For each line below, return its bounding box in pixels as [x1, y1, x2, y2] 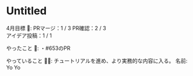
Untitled [6, 4, 47, 18]
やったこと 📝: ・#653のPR [6, 45, 71, 52]
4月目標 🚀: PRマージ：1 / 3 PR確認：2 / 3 [6, 24, 106, 31]
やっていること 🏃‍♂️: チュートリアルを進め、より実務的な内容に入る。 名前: [6, 57, 188, 64]
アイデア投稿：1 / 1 [6, 31, 52, 39]
